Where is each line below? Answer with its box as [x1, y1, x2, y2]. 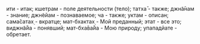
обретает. [6, 31, 31, 38]
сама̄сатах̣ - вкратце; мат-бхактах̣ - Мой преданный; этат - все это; [6, 18, 182, 25]
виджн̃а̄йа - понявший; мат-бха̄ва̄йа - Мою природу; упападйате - [6, 24, 178, 31]
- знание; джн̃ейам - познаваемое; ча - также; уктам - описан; [6, 11, 169, 19]
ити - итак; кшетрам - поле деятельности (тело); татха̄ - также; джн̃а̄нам [6, 5, 195, 12]
